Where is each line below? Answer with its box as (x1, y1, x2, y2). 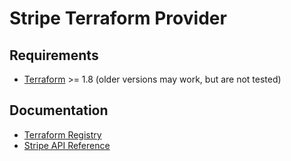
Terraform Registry (23, 128, 102, 141)
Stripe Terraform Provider (9, 7, 227, 30)
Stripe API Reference (23, 139, 111, 151)
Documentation (9, 102, 109, 119)
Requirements (9, 47, 99, 64)
